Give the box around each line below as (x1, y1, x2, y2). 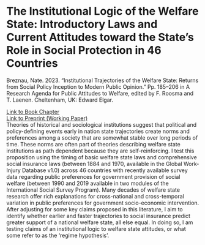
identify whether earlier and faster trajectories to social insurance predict (6, 212, 191, 219)
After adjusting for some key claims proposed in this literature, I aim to (6, 205, 183, 213)
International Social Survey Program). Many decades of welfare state (6, 186, 181, 194)
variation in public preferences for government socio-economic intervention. (6, 199, 199, 206)
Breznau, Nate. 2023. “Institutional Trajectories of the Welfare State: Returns (6, 77, 199, 84)
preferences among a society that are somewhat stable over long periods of (6, 134, 198, 141)
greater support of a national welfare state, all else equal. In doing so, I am (6, 219, 193, 226)
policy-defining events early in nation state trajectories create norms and (6, 127, 190, 135)
